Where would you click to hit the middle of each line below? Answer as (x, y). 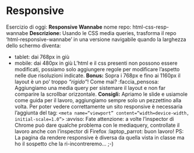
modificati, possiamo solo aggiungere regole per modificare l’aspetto (97, 69)
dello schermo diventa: (33, 46)
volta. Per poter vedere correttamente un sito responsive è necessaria (98, 106)
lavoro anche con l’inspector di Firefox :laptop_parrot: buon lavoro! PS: (99, 131)
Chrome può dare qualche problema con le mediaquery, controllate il (97, 125)
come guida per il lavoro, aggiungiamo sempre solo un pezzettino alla (98, 100)
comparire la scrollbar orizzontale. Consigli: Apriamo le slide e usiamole (101, 94)
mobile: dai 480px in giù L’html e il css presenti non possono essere (96, 63)
